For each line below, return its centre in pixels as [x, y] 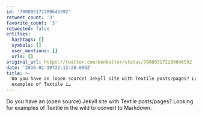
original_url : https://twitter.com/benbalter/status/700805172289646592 [99, 62]
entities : [19, 34]
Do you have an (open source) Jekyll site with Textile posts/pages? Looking [100, 101]
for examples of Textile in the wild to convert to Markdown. [79, 108]
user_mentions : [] [35, 51]
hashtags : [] [28, 40]
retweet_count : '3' [31, 17]
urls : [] [23, 56]
